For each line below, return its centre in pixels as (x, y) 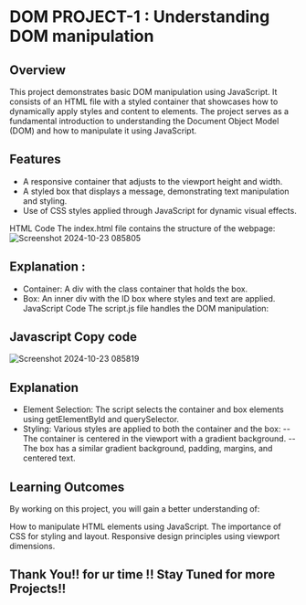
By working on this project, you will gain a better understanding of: (135, 509)
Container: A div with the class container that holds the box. (135, 289)
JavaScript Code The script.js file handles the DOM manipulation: (146, 308)
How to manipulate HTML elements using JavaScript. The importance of (145, 526)
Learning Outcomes (67, 487)
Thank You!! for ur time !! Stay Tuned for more (142, 574)
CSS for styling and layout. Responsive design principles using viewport (145, 536)
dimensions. (32, 547)
